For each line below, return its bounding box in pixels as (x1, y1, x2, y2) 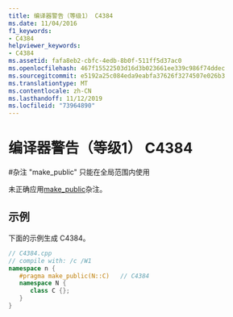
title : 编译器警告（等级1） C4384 (8, 11, 114, 20)
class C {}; (29, 287, 70, 295)
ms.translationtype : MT (8, 79, 89, 87)
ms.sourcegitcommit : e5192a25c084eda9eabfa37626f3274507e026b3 (8, 72, 226, 80)
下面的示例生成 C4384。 (8, 233, 90, 243)
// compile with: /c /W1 (8, 257, 92, 265)
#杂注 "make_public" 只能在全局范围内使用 (8, 167, 151, 177)
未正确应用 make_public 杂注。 (8, 185, 107, 194)
